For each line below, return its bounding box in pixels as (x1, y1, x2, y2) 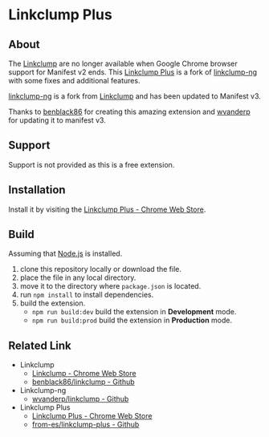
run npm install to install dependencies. (19, 290, 154, 300)
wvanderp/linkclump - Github (31, 395, 129, 404)
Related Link (8, 338, 71, 352)
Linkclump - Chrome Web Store (31, 369, 137, 378)
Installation (8, 183, 66, 197)
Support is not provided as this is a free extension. (8, 160, 175, 169)
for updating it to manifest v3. (8, 115, 106, 125)
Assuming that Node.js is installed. (8, 249, 123, 258)
